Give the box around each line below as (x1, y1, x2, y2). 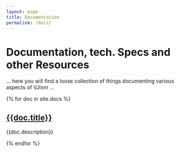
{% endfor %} (6, 140, 40, 147)
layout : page (6, 8, 38, 15)
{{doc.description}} (6, 128, 53, 135)
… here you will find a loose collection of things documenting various (6, 78, 175, 85)
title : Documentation (6, 14, 60, 20)
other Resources (6, 58, 90, 71)
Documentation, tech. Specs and (6, 45, 171, 59)
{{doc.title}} (6, 112, 52, 122)
